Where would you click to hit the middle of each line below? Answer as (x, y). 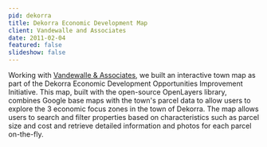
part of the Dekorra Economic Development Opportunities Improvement (126, 83)
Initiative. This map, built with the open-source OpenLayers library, (118, 92)
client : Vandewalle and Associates (67, 30)
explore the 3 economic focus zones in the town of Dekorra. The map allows (133, 109)
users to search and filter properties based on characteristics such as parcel (134, 117)
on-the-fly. (26, 134)
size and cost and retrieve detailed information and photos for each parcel (130, 126)
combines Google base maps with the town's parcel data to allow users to (130, 101)
